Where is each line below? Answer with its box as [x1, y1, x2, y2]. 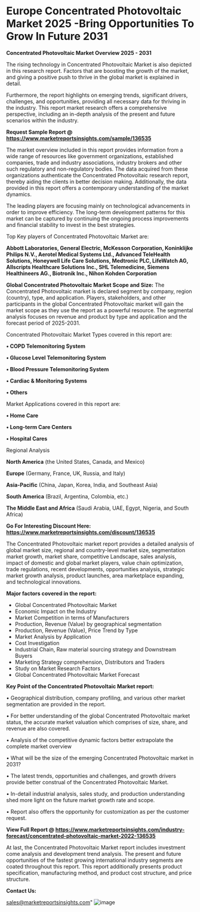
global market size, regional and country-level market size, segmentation [6, 546, 186, 553]
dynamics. [6, 190, 32, 198]
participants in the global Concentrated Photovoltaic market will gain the [6, 300, 184, 307]
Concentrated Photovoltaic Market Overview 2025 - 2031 [6, 49, 152, 56]
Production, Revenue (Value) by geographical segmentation [14, 620, 162, 627]
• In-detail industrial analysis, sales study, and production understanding [6, 790, 185, 797]
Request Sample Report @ [6, 128, 73, 135]
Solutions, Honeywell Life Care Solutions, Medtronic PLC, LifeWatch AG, [6, 257, 189, 264]
